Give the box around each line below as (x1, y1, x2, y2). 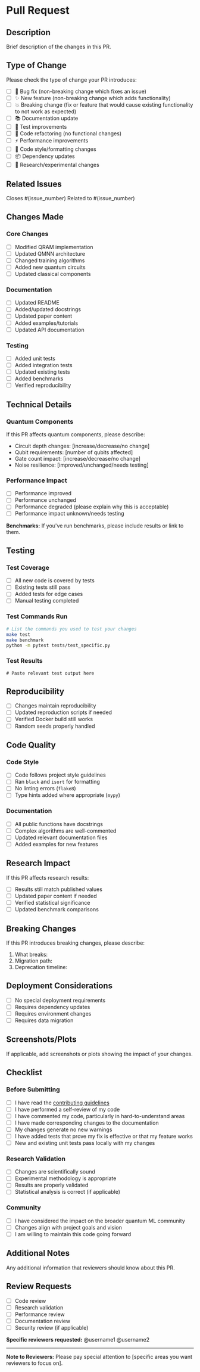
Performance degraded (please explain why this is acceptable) (14, 503, 169, 510)
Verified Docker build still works (14, 716, 93, 723)
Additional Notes (6, 1248, 70, 1258)
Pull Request (6, 4, 70, 17)
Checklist (6, 1067, 43, 1078)
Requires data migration (14, 1017, 74, 1024)
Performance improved (14, 490, 72, 497)
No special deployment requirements (14, 997, 106, 1004)
